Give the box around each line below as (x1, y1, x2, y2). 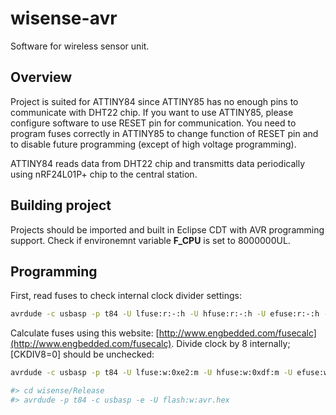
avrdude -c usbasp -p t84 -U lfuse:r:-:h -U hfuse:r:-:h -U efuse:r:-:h (10, 309, 320, 319)
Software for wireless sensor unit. (10, 40, 150, 52)
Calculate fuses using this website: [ (10, 327, 160, 339)
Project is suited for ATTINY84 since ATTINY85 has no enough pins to (10, 95, 299, 107)
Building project (10, 197, 112, 214)
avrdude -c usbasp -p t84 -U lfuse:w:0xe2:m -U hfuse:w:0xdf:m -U (10, 368, 293, 378)
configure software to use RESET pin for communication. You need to (10, 117, 297, 129)
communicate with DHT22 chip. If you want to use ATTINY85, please (10, 106, 294, 118)
